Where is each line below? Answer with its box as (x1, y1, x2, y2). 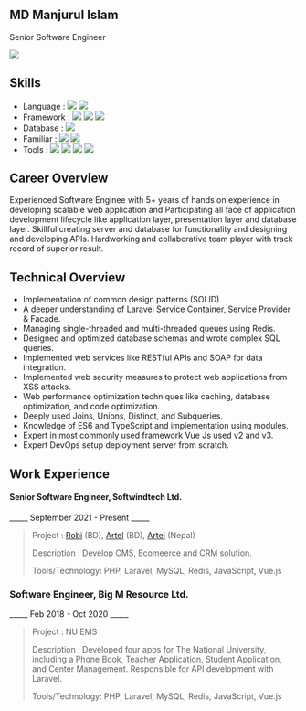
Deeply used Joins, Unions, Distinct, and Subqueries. (22, 410, 224, 421)
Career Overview (9, 171, 109, 186)
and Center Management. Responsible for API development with (31, 663, 274, 674)
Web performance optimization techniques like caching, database (22, 391, 271, 402)
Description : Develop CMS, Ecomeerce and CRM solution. (31, 547, 253, 558)
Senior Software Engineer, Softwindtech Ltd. (9, 492, 183, 503)
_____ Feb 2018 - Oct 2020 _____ (9, 609, 130, 620)
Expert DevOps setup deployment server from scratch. (22, 440, 229, 451)
